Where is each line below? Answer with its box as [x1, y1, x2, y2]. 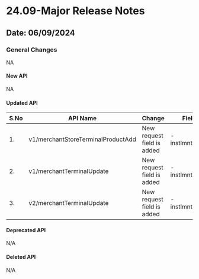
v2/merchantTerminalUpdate [28, 199, 109, 207]
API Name [68, 114, 97, 123]
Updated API [6, 99, 38, 106]
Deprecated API [6, 226, 46, 233]
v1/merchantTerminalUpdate [28, 167, 109, 175]
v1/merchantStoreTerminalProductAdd [28, 135, 136, 143]
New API [6, 72, 28, 79]
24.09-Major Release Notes [6, 4, 145, 18]
